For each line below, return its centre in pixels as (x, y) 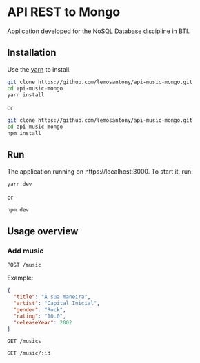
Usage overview (43, 231)
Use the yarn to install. (39, 69)
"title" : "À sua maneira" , (52, 297)
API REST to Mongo (64, 12)
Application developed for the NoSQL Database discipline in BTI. (99, 31)
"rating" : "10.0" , (40, 316)
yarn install (26, 95)
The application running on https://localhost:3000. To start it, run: (100, 171)
